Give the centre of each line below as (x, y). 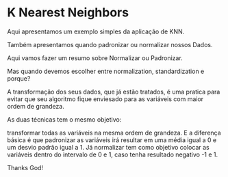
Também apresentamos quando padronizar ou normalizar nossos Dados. (110, 44)
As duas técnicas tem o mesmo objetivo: (64, 119)
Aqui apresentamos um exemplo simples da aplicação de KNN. (96, 31)
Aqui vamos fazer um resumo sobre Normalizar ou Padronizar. (95, 58)
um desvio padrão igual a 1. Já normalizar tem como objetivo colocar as (109, 147)
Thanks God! (25, 167)
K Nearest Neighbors (68, 13)
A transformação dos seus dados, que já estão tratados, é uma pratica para (114, 92)
